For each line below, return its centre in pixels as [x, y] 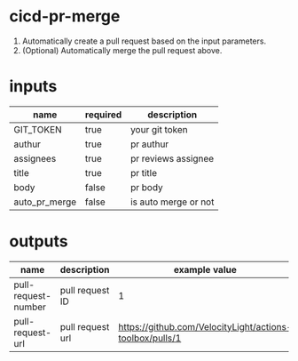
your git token [159, 129]
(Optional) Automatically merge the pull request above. [122, 50]
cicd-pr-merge [65, 16]
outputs [39, 241]
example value [205, 269]
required [103, 115]
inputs [33, 87]
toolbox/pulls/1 [150, 338]
